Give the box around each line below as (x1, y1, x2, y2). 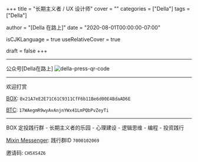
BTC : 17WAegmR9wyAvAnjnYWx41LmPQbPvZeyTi (6, 106, 109, 114)
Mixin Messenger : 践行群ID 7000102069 (6, 137, 100, 144)
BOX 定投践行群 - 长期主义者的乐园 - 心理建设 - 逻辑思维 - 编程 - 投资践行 (6, 124, 184, 131)
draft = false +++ (6, 47, 48, 54)
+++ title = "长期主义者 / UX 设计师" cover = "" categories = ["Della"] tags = (6, 5, 190, 12)
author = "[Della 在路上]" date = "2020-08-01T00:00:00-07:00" (6, 24, 161, 31)
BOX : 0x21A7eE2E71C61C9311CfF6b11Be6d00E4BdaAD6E (6, 95, 131, 102)
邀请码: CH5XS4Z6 (6, 150, 46, 156)
